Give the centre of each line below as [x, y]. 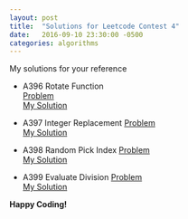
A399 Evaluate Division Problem [82, 177]
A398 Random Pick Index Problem [86, 150]
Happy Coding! [38, 205]
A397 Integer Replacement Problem [89, 123]
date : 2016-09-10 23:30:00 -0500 [76, 34]
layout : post [34, 18]
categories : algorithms [54, 43]
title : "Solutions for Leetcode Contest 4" [94, 26]
